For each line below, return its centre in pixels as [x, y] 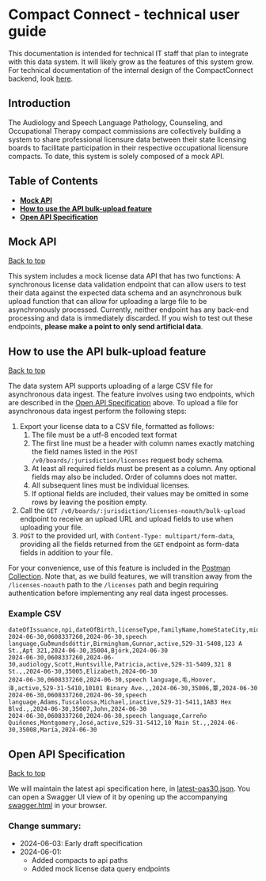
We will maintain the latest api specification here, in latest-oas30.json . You [129, 788]
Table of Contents [53, 181]
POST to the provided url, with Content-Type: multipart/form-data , [127, 536]
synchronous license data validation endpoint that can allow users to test [127, 285]
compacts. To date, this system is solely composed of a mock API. [116, 156]
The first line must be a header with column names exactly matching [143, 443]
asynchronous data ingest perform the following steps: [98, 411]
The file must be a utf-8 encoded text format [104, 435]
